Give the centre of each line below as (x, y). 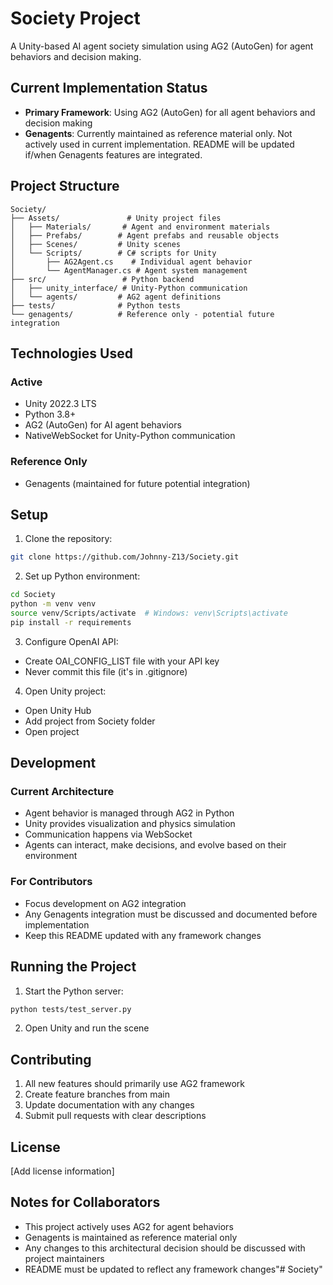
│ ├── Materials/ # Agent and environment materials (140, 227)
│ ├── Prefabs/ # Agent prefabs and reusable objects (145, 235)
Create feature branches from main (97, 1094)
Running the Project (73, 967)
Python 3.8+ (50, 414)
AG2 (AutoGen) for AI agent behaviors (103, 425)
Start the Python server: (74, 991)
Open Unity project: (65, 691)
